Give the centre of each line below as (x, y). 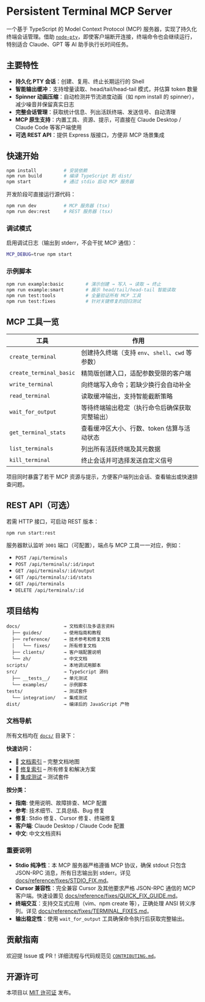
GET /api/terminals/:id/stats (54, 577)
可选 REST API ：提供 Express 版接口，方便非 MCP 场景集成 (90, 135)
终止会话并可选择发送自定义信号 (127, 460)
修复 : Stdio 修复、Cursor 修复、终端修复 (65, 818)
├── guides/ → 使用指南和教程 (56, 633)
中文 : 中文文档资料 (38, 833)
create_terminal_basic (42, 373)
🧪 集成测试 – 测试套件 (42, 777)
